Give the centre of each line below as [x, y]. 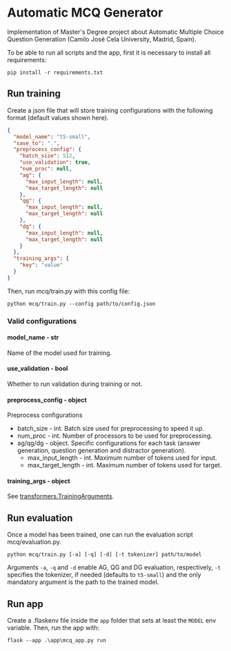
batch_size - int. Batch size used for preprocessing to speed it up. [111, 429]
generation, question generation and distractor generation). [101, 451]
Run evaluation [40, 518]
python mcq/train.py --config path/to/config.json [81, 304]
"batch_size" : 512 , [48, 156]
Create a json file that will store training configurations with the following [110, 110]
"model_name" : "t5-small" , [52, 137]
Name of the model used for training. [60, 353]
